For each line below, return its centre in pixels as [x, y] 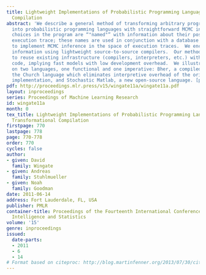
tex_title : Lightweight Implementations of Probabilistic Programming [98, 115]
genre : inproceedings [34, 228]
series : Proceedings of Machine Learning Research [72, 97]
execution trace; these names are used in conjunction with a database [105, 40]
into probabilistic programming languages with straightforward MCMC [102, 29]
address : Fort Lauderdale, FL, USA [52, 200]
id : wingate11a [26, 103]
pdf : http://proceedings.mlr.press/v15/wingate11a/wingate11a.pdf [93, 86]
